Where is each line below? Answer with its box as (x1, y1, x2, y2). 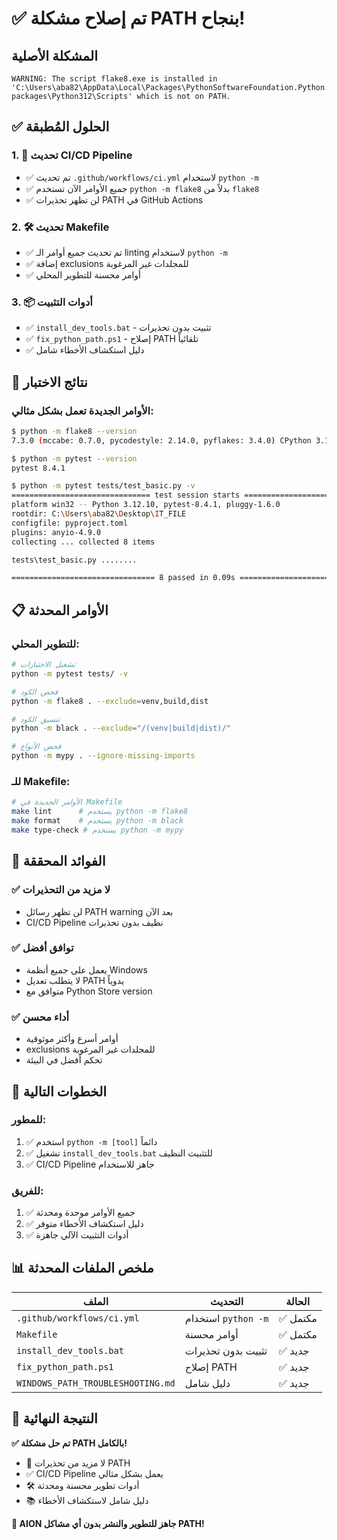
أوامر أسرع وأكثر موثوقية (25, 1033, 119, 1045)
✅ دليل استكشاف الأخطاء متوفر (25, 1218, 144, 1230)
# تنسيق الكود (11, 714, 61, 724)
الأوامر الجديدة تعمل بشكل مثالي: (11, 403, 154, 417)
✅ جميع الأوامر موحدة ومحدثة (25, 1207, 136, 1219)
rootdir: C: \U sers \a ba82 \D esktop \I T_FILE (11, 509, 187, 519)
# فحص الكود (11, 687, 59, 697)
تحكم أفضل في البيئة (25, 1054, 103, 1066)
